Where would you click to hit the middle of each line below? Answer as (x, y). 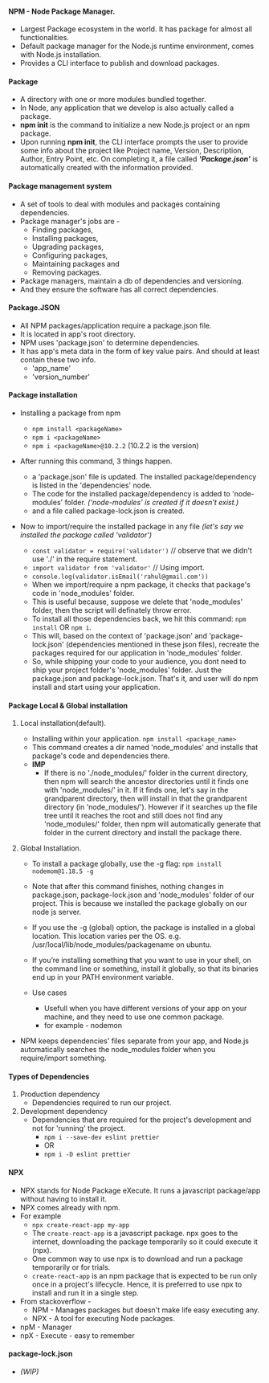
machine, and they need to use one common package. (134, 1017)
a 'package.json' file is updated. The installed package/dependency (144, 477)
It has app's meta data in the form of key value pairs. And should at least (140, 351)
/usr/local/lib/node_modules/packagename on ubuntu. (122, 944)
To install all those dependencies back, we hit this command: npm (139, 619)
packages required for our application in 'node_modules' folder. (137, 653)
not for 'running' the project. (79, 1128)
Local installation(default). (63, 724)
